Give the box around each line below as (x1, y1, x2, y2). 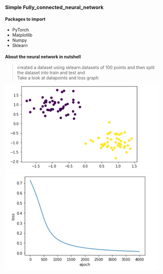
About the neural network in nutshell (5, 53, 81, 60)
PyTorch (12, 27, 29, 33)
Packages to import (5, 16, 45, 22)
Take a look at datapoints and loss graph (17, 75, 99, 81)
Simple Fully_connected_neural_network (5, 4, 104, 11)
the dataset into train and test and (17, 70, 85, 76)
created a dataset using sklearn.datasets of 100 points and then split (17, 65, 155, 70)
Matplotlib (12, 32, 33, 38)
